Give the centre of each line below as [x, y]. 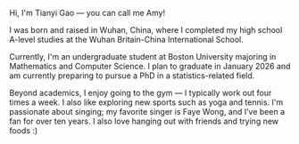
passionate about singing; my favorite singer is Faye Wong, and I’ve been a [147, 112]
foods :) [24, 131]
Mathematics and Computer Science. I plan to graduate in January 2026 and [150, 66]
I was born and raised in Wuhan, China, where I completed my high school [146, 30]
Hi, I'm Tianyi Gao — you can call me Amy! [87, 13]
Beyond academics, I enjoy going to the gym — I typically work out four [141, 93]
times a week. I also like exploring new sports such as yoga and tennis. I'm [146, 102]
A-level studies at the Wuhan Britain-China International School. [126, 40]
